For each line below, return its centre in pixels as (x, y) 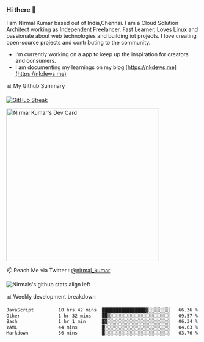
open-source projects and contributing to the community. (78, 43)
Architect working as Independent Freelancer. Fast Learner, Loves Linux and (102, 29)
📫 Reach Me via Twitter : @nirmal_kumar (58, 271)
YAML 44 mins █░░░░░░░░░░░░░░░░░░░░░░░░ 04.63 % (102, 327)
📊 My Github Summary (36, 86)
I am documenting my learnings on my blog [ (71, 67)
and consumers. (35, 61)
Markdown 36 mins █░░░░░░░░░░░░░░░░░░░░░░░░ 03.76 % (102, 333)
